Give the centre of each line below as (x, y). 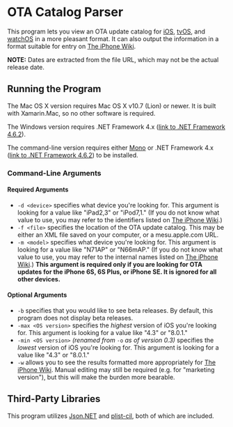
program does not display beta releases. (75, 318)
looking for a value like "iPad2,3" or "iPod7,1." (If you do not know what (118, 212)
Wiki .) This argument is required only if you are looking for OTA (110, 264)
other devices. (39, 279)
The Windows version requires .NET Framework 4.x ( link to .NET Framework (116, 127)
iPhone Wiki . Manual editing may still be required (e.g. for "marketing (116, 370)
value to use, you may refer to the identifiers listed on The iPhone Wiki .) (120, 219)
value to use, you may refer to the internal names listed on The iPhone (118, 257)
